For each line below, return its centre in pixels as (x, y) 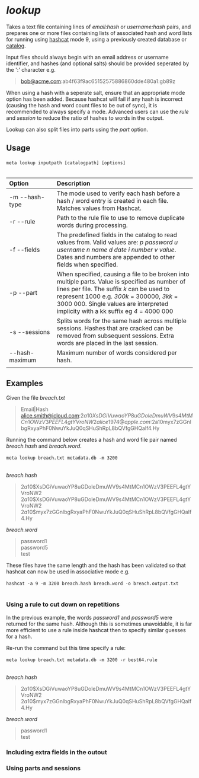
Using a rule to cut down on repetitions (63, 604)
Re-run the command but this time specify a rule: (66, 648)
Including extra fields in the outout (57, 752)
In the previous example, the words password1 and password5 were (89, 617)
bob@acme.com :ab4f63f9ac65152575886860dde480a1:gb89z (98, 81)
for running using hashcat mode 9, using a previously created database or (97, 39)
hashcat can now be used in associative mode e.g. (68, 571)
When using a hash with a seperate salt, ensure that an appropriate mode (96, 93)
